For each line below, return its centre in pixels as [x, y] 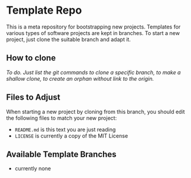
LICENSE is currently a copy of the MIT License [71, 136]
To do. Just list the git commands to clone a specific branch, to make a [93, 72]
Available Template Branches [62, 154]
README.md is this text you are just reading [65, 129]
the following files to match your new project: [62, 118]
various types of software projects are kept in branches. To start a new [93, 33]
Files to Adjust [33, 98]
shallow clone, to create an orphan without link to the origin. [80, 78]
